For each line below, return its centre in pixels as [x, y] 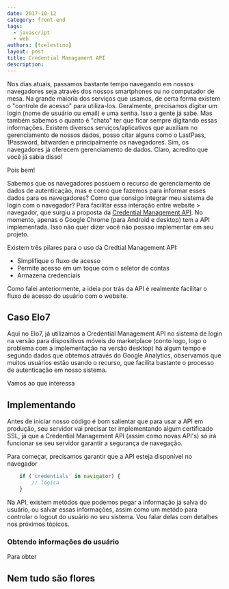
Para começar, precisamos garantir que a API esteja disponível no [100, 457]
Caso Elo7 [29, 317]
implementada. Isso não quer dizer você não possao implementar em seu [110, 227]
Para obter [22, 557]
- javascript [32, 33]
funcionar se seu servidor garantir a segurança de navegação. [95, 443]
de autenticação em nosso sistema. [57, 370]
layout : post [26, 52]
